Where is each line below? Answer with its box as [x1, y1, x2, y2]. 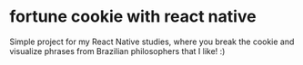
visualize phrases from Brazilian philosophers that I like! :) [9, 45, 226, 56]
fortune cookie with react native [9, 6, 257, 27]
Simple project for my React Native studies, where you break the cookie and [9, 36, 295, 47]
